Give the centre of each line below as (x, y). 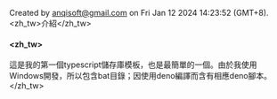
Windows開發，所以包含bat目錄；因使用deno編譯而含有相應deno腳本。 (140, 76)
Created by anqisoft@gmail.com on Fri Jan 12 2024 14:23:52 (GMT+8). (139, 13)
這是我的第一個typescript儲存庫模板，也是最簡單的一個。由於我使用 (133, 65)
